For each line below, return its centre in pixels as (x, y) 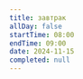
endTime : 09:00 (38, 43)
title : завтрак (38, 18)
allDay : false (36, 26)
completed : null (40, 60)
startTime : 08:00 (42, 35)
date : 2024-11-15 (42, 52)
